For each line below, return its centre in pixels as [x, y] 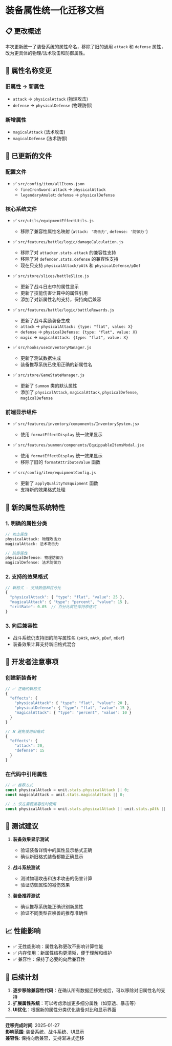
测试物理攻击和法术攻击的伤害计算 [56, 879]
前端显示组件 [21, 412]
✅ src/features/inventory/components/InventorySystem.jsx [76, 423]
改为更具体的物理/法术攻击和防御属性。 [47, 53]
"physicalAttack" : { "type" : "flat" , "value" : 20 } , [72, 703]
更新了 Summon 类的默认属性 [49, 385]
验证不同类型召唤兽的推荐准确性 [54, 913]
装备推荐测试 [26, 896]
